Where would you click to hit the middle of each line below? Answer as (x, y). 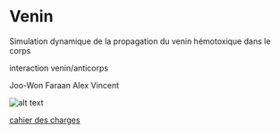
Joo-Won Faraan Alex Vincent (64, 85)
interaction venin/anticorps (59, 68)
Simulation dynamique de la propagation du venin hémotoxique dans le (140, 41)
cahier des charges (45, 120)
